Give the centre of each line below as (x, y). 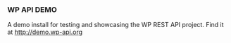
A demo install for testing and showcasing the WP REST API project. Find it (115, 25)
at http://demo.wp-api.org (45, 32)
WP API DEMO (32, 10)
